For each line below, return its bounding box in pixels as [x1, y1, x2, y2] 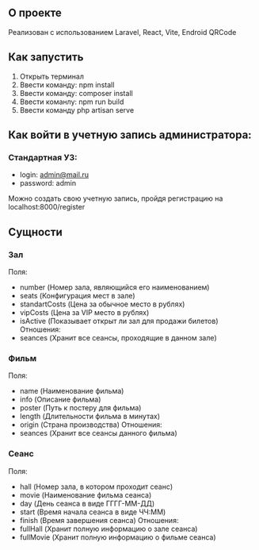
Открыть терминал [19, 71, 85, 81]
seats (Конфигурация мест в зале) [19, 291, 136, 300]
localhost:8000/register [8, 202, 86, 212]
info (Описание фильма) [19, 394, 101, 404]
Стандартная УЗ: [8, 152, 78, 163]
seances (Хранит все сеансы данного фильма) [19, 429, 177, 438]
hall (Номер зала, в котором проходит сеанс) [19, 482, 173, 491]
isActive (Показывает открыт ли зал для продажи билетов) [19, 317, 219, 325]
